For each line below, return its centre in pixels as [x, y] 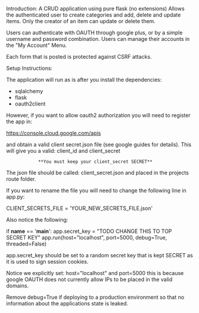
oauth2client [30, 104]
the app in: [19, 122]
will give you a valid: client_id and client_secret [63, 151]
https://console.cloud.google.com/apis [53, 133]
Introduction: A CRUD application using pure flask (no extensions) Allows [96, 9]
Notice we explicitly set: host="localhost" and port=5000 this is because [95, 273]
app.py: [15, 197]
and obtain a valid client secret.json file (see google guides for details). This [99, 144]
